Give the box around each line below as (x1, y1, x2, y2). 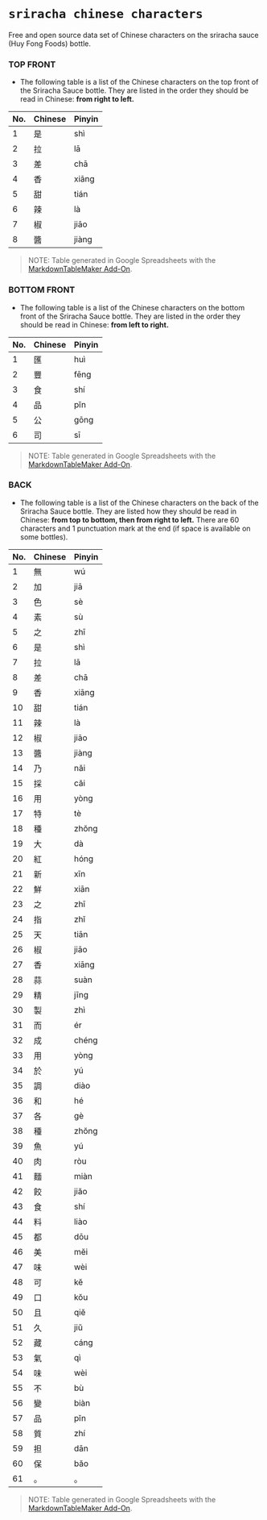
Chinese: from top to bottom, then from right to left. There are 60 (19, 514, 240, 524)
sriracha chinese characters (8, 6, 203, 22)
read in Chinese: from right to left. (19, 94, 134, 104)
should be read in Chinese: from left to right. (19, 319, 169, 329)
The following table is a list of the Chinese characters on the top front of (19, 77, 259, 87)
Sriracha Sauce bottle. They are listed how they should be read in (19, 506, 237, 516)
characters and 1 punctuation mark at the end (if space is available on (19, 523, 251, 533)
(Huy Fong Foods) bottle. (8, 39, 91, 48)
